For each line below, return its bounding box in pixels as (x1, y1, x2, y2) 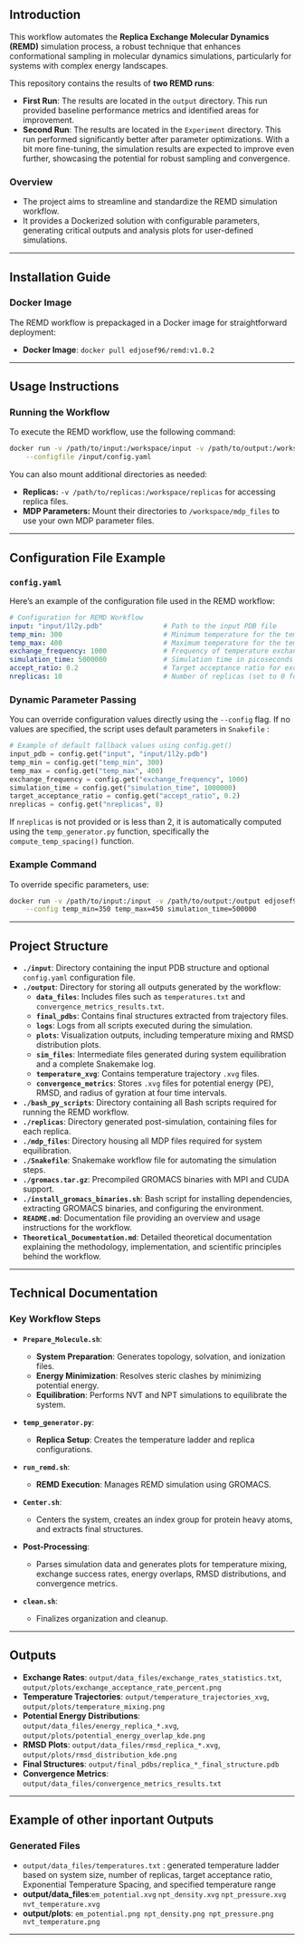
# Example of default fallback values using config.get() (9, 742, 233, 751)
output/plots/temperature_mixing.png (22, 1702, 166, 1711)
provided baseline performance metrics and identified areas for (22, 104, 260, 116)
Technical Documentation (9, 1286, 158, 1301)
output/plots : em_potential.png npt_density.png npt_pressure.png (22, 1908, 274, 1919)
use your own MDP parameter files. (22, 515, 155, 526)
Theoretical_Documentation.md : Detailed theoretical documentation (22, 1231, 272, 1243)
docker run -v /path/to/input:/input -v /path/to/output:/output (9, 896, 261, 905)
